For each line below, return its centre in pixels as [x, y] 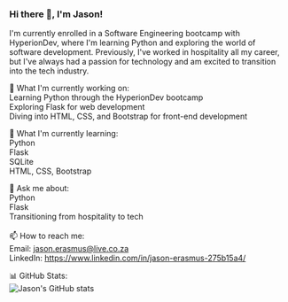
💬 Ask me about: [39, 189]
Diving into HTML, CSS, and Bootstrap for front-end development [128, 116]
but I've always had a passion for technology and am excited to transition [143, 62]
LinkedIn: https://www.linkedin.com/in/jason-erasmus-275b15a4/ [128, 258]
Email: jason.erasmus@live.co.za [69, 249]
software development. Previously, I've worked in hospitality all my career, [145, 52]
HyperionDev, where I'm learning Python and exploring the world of [132, 43]
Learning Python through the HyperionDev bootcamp [106, 97]
